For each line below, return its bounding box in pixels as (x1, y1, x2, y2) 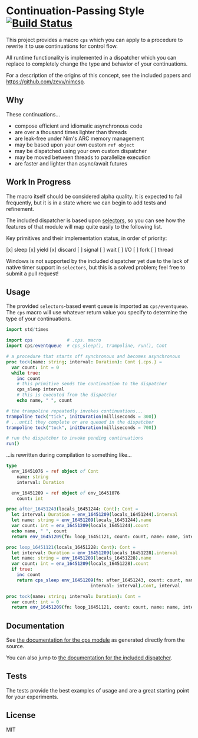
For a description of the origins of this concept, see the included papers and (6, 71, 192, 79)
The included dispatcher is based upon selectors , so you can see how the (6, 217, 186, 224)
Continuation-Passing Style (6, 4, 144, 18)
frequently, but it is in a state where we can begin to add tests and (6, 199, 167, 206)
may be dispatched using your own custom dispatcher (14, 147, 147, 154)
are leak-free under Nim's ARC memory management (14, 135, 144, 142)
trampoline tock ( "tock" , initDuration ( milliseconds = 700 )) (6, 424, 157, 431)
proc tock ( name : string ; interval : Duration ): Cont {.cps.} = (6, 359, 162, 365)
